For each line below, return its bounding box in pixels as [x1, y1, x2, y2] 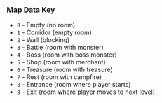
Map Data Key [6, 5, 55, 15]
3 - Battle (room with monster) [16, 43, 104, 52]
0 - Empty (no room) [16, 21, 76, 29]
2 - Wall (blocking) [16, 36, 70, 44]
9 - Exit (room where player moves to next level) [16, 88, 156, 96]
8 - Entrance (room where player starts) [16, 81, 131, 89]
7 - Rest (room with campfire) [16, 73, 102, 81]
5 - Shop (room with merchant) [16, 58, 106, 67]
